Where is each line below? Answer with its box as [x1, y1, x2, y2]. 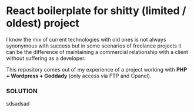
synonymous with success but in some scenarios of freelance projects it [6, 42, 182, 49]
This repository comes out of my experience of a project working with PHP [6, 66, 187, 73]
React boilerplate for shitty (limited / [6, 4, 186, 18]
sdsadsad [6, 100, 30, 107]
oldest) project [6, 16, 79, 30]
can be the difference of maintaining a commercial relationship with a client [6, 48, 188, 55]
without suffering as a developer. [6, 55, 86, 62]
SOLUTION [6, 87, 38, 95]
